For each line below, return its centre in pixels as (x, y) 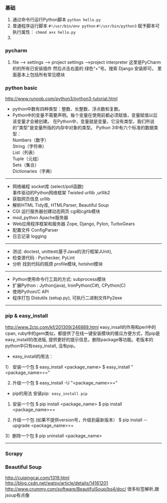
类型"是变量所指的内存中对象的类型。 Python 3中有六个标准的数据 (86, 127)
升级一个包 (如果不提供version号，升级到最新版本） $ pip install (77, 420)
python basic (21, 88)
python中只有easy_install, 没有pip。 (42, 346)
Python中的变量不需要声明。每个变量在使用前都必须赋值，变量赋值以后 (85, 115)
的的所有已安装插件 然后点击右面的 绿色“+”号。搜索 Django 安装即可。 (84, 68)
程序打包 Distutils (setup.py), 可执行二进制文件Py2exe (67, 298)
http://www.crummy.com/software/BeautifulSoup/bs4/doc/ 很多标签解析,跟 (82, 489)
